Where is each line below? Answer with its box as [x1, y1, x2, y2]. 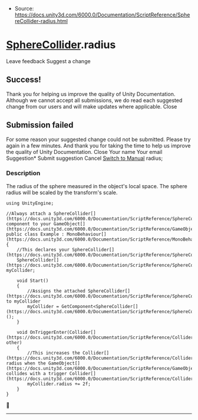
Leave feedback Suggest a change [6, 57, 91, 64]
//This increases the [27, 350, 81, 356]
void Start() [16, 277, 49, 284]
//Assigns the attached [27, 288, 85, 294]
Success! [6, 75, 41, 85]
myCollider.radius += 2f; [27, 380, 91, 387]
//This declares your [16, 247, 70, 252]
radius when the [6, 360, 46, 366]
